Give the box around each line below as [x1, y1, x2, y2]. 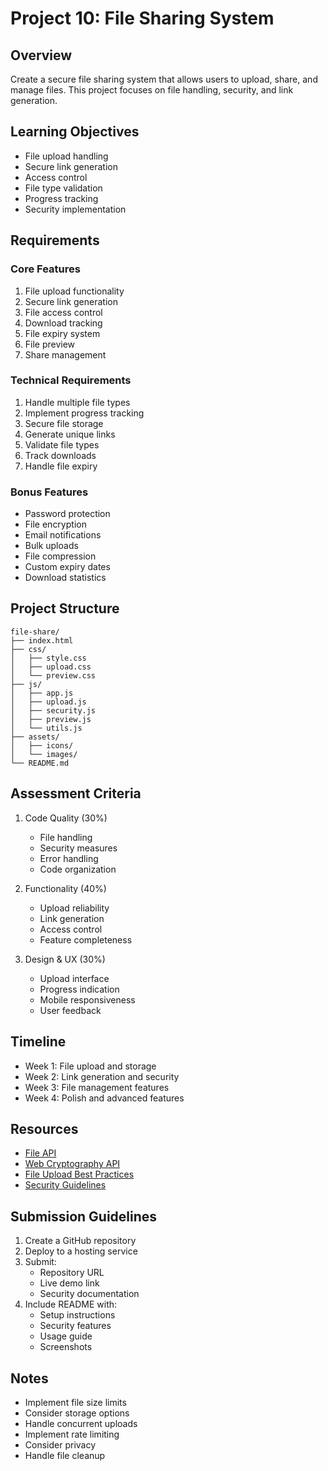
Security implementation [24, 203, 127, 215]
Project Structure [10, 600, 120, 617]
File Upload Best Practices [24, 1168, 135, 1181]
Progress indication [39, 983, 120, 995]
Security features [39, 1320, 112, 1332]
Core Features [10, 262, 81, 276]
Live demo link [39, 1277, 100, 1289]
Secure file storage [24, 417, 104, 429]
